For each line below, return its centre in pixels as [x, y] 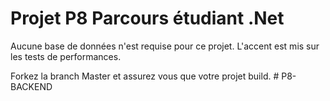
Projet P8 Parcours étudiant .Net [147, 18]
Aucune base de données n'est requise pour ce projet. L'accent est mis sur [165, 46]
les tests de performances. [66, 56]
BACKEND [31, 86]
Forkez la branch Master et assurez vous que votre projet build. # [145, 76]
